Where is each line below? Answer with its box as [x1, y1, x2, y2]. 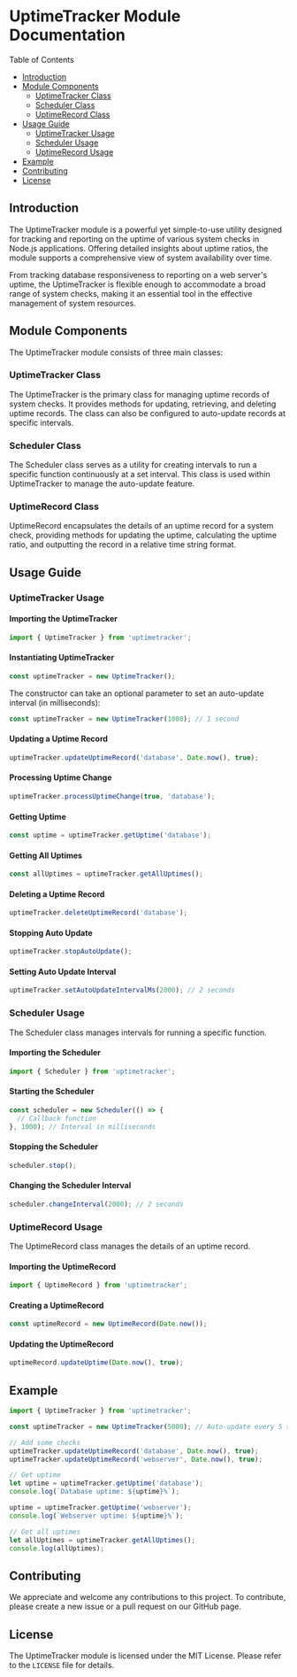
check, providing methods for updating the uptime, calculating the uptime [9, 529, 277, 541]
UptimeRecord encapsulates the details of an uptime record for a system [9, 521, 274, 531]
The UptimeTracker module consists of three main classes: [9, 347, 224, 358]
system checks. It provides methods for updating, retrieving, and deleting [9, 398, 277, 409]
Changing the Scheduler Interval [9, 1180, 132, 1191]
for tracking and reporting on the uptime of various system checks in [9, 233, 260, 244]
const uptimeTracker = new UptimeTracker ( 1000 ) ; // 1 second [9, 715, 240, 723]
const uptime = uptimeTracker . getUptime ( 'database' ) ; [9, 831, 212, 840]
